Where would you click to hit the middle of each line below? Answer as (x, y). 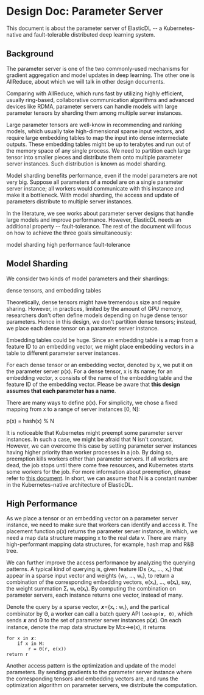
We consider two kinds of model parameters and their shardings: (88, 278)
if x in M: (31, 644)
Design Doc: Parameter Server (85, 11)
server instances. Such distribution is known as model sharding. (86, 164)
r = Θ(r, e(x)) (47, 649)
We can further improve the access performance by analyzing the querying (101, 562)
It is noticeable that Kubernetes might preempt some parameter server (95, 432)
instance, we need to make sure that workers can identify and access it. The (102, 525)
